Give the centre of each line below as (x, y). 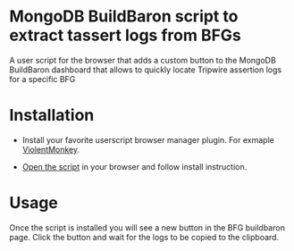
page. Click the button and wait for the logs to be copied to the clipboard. (144, 237)
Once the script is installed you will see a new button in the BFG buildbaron (147, 227)
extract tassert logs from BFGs (125, 35)
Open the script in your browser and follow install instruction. (134, 166)
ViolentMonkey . (51, 149)
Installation (52, 116)
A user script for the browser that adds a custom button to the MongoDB (143, 60)
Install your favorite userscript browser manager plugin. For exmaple (148, 139)
